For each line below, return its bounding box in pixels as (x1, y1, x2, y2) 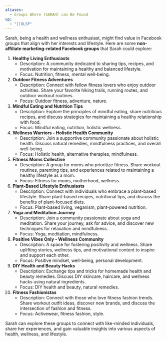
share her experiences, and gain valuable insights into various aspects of (5, 326, 156, 332)
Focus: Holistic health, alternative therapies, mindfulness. (19, 151, 138, 157)
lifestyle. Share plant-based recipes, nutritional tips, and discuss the (19, 194, 160, 200)
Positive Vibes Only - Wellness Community (12, 236, 104, 242)
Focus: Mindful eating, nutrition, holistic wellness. (19, 125, 122, 131)
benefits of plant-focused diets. (19, 199, 85, 205)
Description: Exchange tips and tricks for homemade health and (19, 268, 151, 274)
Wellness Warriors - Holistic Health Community (12, 130, 113, 136)
